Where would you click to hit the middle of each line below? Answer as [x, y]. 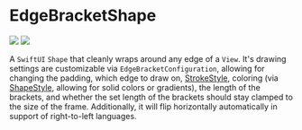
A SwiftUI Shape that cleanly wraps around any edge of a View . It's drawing [148, 58]
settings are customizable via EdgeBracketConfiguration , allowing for [137, 68]
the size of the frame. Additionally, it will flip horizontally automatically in [143, 106]
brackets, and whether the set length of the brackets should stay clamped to [151, 97]
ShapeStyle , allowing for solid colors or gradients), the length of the [135, 87]
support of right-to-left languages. [73, 116]
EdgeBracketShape [83, 16]
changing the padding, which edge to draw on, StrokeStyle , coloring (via [144, 78]
